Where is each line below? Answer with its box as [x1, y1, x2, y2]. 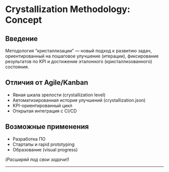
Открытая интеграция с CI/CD [12, 107, 77, 114]
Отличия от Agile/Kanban [5, 78, 89, 87]
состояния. [5, 64, 29, 70]
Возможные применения [5, 123, 89, 131]
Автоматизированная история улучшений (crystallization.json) [12, 97, 146, 103]
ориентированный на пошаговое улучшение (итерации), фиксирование [5, 53, 159, 59]
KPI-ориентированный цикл [12, 102, 73, 108]
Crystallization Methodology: [5, 4, 131, 15]
